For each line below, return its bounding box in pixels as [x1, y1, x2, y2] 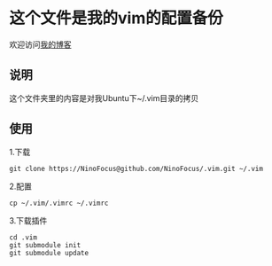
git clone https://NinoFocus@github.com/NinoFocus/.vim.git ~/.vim [9, 164, 264, 173]
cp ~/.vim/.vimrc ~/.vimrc [9, 199, 109, 207]
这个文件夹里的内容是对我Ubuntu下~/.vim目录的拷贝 [9, 92, 199, 103]
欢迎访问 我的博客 [9, 39, 72, 50]
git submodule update [9, 248, 89, 257]
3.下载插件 [9, 215, 48, 226]
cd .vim [9, 232, 38, 242]
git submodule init [9, 240, 82, 249]
